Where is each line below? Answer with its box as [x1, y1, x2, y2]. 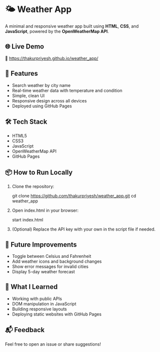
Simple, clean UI [12, 93, 45, 99]
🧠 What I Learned [5, 283, 58, 291]
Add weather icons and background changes [12, 258, 102, 264]
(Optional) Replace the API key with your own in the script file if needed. [12, 226, 156, 232]
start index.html [12, 217, 44, 223]
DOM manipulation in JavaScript [12, 301, 76, 306]
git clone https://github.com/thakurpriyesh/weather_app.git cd [12, 193, 136, 199]
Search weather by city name [12, 82, 71, 88]
